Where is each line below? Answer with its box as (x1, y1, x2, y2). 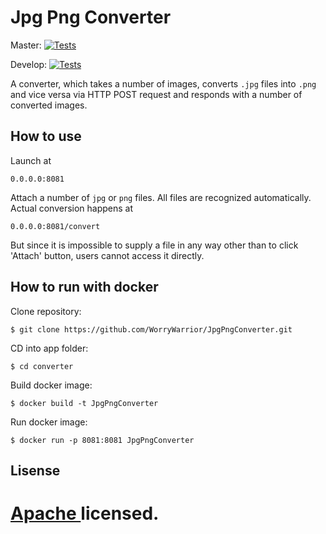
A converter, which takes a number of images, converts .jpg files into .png (10, 77, 317, 90)
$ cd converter (10, 361, 74, 371)
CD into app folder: (10, 342, 89, 354)
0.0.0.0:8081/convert (10, 221, 101, 231)
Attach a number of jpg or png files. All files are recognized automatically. (10, 191, 312, 203)
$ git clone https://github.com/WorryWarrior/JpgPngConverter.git (10, 324, 293, 335)
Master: (10, 39, 42, 51)
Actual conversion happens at (10, 202, 134, 214)
